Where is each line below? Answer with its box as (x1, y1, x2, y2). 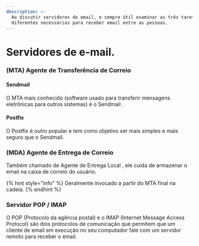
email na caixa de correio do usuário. (6, 168, 97, 175)
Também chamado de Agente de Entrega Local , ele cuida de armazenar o (6, 162, 188, 169)
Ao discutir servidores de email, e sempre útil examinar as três (11, 14, 179, 20)
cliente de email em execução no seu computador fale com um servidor (6, 226, 182, 234)
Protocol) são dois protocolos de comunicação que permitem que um (6, 221, 176, 228)
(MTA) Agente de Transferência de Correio (6, 66, 131, 75)
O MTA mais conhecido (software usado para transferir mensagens (6, 94, 171, 101)
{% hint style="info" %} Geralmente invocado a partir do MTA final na (6, 180, 176, 187)
